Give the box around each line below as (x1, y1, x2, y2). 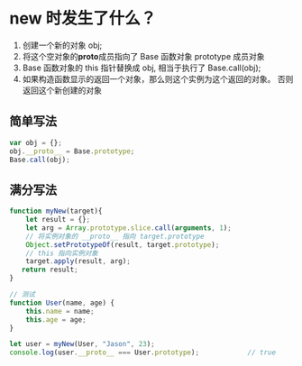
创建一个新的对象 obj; (22, 40, 103, 50)
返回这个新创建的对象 (22, 85, 102, 96)
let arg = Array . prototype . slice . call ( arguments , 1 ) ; (25, 223, 232, 233)
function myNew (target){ (9, 206, 103, 216)
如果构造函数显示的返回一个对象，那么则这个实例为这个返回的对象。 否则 (22, 73, 294, 84)
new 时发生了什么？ (9, 8, 157, 29)
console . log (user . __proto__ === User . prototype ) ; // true (9, 348, 277, 357)
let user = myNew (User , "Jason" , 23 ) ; (9, 340, 155, 349)
